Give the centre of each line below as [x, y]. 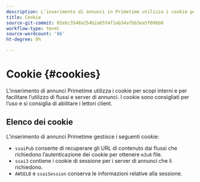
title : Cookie [24, 17]
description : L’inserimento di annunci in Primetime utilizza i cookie [97, 12]
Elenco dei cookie [40, 122]
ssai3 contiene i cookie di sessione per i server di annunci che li [93, 161]
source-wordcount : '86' [36, 34]
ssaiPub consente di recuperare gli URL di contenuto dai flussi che [96, 148]
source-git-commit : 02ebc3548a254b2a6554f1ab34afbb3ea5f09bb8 [85, 23]
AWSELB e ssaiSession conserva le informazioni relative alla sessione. [99, 173]
